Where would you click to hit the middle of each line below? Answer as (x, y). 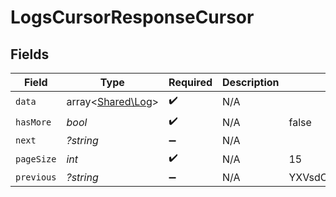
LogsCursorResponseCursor (132, 17)
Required (190, 82)
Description (251, 82)
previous (36, 177)
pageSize (36, 159)
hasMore (33, 122)
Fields (30, 54)
